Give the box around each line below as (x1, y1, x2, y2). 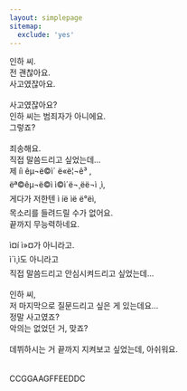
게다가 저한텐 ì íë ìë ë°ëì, (9, 194, 97, 205)
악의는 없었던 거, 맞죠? (9, 323, 89, 334)
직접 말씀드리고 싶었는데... (9, 155, 101, 166)
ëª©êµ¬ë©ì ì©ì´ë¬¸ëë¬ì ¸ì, (9, 179, 106, 190)
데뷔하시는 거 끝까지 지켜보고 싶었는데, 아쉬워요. (9, 344, 179, 355)
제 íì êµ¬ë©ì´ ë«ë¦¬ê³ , (9, 166, 92, 176)
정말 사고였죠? (9, 311, 61, 322)
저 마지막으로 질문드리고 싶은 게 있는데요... (9, 300, 159, 311)
